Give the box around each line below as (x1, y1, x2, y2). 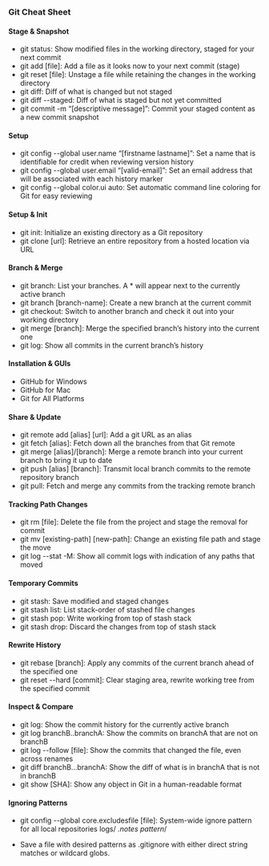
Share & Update (8, 412, 62, 421)
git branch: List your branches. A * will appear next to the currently (19, 280, 240, 291)
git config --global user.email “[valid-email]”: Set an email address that (19, 165, 253, 175)
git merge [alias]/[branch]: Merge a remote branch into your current (19, 447, 243, 457)
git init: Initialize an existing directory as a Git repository (19, 227, 203, 237)
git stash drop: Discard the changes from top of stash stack (19, 621, 216, 632)
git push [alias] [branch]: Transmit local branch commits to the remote (19, 464, 251, 474)
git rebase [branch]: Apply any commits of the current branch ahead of (19, 657, 255, 668)
